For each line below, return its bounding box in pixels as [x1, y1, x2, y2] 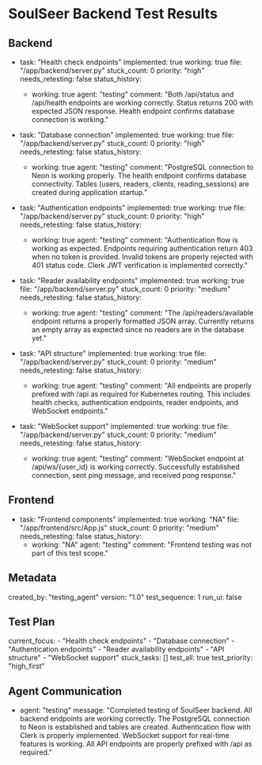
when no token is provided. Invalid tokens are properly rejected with [31, 252, 253, 262]
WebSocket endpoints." [31, 406, 108, 415]
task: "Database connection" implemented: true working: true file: [19, 130, 234, 140]
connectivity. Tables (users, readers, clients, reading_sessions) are [31, 179, 249, 189]
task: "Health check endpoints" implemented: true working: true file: [19, 57, 243, 67]
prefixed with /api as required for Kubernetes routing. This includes [31, 389, 251, 399]
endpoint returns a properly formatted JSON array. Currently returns [31, 316, 255, 326]
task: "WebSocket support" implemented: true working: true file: [19, 422, 230, 430]
